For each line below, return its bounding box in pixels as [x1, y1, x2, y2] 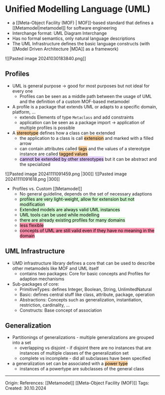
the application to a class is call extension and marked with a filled [19, 135, 154, 141]
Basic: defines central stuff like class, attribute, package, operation [19, 292, 155, 297]
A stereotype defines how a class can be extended [12, 130, 115, 136]
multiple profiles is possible [19, 125, 75, 131]
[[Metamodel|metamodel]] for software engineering [12, 25, 117, 31]
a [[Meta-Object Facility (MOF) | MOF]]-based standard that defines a [12, 20, 154, 26]
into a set [12, 340, 31, 346]
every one [12, 88, 33, 94]
